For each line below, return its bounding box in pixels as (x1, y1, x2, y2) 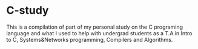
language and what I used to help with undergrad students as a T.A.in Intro (6, 29, 193, 36)
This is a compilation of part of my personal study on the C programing (6, 23, 183, 30)
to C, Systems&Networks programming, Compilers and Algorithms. (6, 36, 173, 43)
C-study (6, 4, 49, 17)
